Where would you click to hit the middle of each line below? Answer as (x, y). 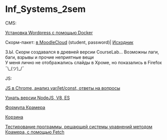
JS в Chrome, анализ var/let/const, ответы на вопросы (63, 88)
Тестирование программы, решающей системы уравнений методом (79, 127)
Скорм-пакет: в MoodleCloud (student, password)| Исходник (69, 42)
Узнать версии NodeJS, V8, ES (37, 98)
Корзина (14, 117)
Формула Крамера (25, 107)
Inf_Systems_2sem (45, 9)
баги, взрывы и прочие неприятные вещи (49, 57)
